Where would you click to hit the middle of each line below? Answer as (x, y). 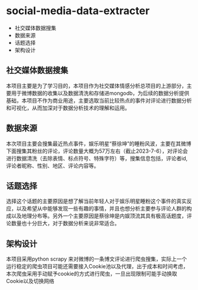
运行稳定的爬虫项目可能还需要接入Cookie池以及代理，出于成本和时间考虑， (97, 266)
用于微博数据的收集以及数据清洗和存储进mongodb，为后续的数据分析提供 (100, 93)
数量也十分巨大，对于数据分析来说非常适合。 (65, 223)
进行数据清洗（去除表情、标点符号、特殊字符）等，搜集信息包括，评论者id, (97, 158)
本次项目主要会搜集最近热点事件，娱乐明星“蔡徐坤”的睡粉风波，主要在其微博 (99, 143)
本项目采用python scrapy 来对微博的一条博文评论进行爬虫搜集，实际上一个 (97, 259)
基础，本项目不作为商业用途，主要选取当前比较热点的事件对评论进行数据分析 (99, 100)
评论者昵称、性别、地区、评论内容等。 (52, 166)
